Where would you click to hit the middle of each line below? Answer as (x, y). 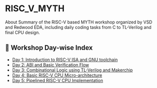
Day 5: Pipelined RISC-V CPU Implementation (58, 80)
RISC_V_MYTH (35, 9)
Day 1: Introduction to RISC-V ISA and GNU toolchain (65, 60)
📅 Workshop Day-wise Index (49, 48)
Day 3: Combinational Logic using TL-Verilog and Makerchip (72, 70)
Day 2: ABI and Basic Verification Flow (50, 65)
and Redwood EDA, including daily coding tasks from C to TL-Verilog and (78, 27)
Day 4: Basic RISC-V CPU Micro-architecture (57, 75)
